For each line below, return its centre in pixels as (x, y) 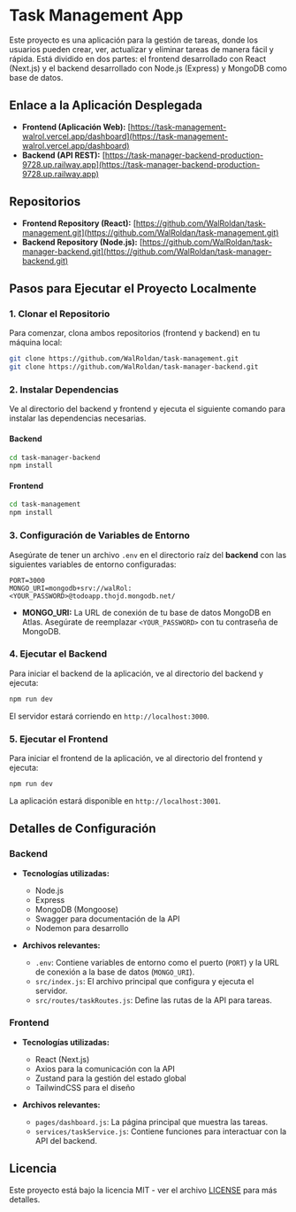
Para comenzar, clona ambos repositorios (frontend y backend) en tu (135, 333)
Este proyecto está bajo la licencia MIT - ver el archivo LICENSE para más (143, 1190)
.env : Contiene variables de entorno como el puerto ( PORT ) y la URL (157, 962)
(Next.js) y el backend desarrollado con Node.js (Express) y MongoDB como (148, 68)
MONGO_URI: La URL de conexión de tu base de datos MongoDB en (146, 612)
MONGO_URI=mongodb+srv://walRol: (71, 588)
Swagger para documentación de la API (107, 919)
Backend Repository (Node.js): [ (82, 242)
